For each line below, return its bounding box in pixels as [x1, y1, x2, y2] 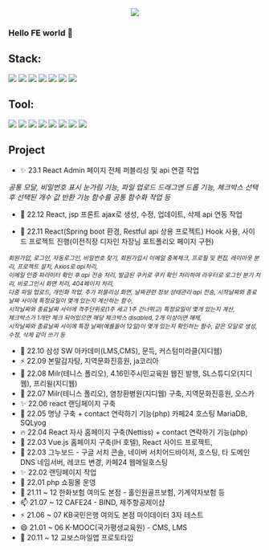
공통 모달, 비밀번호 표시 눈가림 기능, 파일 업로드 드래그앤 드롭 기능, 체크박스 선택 [8, 182, 259, 192]
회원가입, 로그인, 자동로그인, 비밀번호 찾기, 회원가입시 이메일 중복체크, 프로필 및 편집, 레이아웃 [8, 255, 253, 263]
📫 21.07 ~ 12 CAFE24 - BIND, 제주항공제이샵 [19, 498, 165, 507]
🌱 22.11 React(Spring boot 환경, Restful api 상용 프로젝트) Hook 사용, [19, 226, 241, 236]
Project [8, 143, 46, 157]
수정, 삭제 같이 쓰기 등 [8, 331, 66, 340]
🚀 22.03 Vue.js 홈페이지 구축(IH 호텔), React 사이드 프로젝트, [19, 438, 213, 447]
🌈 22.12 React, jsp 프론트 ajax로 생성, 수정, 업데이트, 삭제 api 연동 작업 [19, 210, 243, 219]
